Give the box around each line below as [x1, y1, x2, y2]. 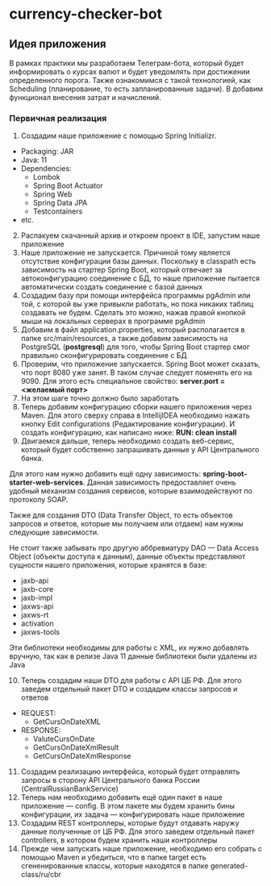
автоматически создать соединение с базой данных [20, 282, 203, 292]
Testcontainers [32, 206, 83, 216]
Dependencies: [20, 164, 72, 173]
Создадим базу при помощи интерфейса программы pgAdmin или [20, 291, 251, 301]
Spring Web [32, 189, 73, 199]
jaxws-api [20, 601, 54, 611]
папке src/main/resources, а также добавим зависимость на [20, 334, 228, 343]
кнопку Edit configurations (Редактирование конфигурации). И [20, 419, 236, 429]
